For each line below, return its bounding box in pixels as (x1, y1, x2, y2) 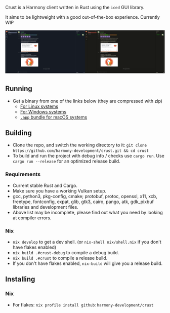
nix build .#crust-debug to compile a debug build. (12, 249, 119, 255)
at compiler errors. (12, 215, 52, 221)
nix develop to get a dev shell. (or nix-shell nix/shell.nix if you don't (12, 239, 162, 245)
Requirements (5, 171, 41, 178)
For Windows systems (20, 108, 67, 114)
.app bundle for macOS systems (20, 114, 88, 120)
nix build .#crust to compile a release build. (12, 255, 108, 261)
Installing (5, 275, 35, 284)
